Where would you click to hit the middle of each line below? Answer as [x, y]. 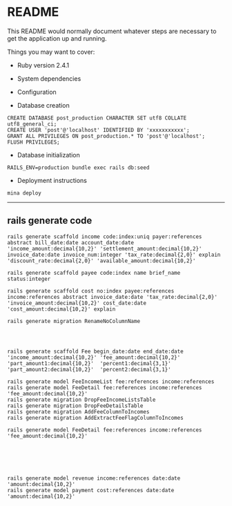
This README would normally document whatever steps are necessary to [112, 31]
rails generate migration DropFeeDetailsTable [75, 406]
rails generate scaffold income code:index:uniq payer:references [105, 236]
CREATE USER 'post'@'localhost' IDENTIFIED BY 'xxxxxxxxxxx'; [98, 130]
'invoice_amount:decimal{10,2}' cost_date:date [77, 303]
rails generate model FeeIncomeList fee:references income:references [111, 381]
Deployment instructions [52, 180]
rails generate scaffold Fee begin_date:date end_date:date [96, 351]
